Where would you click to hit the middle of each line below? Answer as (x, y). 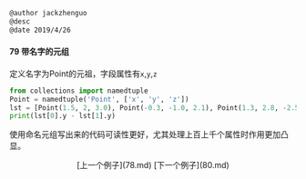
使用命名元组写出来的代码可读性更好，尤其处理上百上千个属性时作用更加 (145, 134)
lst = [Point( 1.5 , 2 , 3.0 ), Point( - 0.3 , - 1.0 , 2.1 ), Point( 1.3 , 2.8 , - (148, 108)
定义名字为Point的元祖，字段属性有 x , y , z (83, 74)
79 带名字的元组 (40, 52)
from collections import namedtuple (79, 91)
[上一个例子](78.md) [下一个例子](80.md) (153, 165)
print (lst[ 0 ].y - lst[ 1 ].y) (63, 116)
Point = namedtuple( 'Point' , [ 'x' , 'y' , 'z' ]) (99, 99)
